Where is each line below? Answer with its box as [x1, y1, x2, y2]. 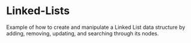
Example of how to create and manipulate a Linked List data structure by [6, 24, 186, 31]
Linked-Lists [6, 4, 70, 18]
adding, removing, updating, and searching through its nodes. [6, 29, 159, 37]
